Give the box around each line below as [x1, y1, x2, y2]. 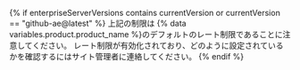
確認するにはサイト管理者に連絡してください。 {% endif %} [24, 51, 244, 61]
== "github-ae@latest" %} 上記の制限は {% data [9, 18, 187, 28]
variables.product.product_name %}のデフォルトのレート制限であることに [9, 29, 283, 39]
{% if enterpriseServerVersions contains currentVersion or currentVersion [9, 8, 281, 18]
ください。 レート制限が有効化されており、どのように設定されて [32, 40, 269, 51]
